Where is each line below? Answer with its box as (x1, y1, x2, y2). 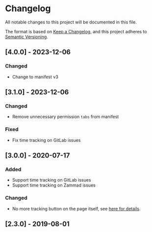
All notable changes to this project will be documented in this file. (5, 19, 137, 25)
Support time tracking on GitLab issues (12, 177, 91, 183)
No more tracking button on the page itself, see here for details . (12, 206, 141, 211)
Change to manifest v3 (12, 74, 59, 80)
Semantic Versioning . (5, 34, 48, 40)
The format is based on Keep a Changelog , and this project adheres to (5, 28, 147, 34)
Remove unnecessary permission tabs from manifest (12, 114, 119, 120)
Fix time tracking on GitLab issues (12, 137, 81, 143)
